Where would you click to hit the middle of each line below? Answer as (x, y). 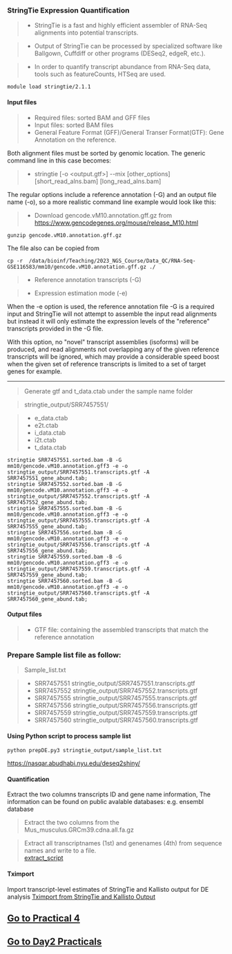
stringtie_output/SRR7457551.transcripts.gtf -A (78, 472)
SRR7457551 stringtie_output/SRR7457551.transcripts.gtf (115, 683)
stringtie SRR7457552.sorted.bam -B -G (65, 484)
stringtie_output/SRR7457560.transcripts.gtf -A (78, 593)
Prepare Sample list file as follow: (64, 655)
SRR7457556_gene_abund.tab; (48, 551)
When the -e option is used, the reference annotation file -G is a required (111, 306)
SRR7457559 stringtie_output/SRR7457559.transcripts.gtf (116, 713)
